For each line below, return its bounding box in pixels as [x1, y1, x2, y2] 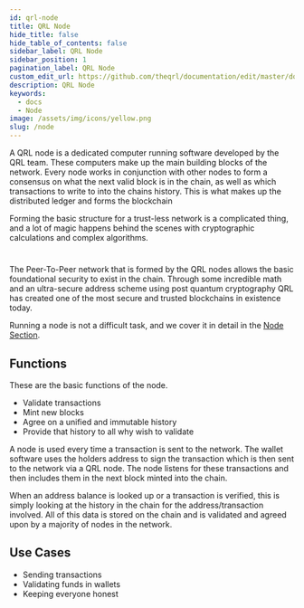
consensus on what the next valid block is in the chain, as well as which [9, 176, 277, 186]
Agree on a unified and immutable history [22, 417, 177, 427]
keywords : [9, 89, 47, 98]
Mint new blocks [22, 407, 84, 417]
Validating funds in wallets [22, 578, 120, 589]
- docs [17, 97, 43, 107]
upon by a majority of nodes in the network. [9, 519, 173, 529]
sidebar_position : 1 [9, 55, 88, 64]
